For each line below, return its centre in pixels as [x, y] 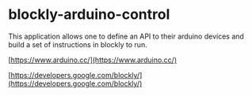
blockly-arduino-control [89, 15]
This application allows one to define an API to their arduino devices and [126, 36]
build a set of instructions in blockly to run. [78, 44]
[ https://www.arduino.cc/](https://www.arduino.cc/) [92, 60]
